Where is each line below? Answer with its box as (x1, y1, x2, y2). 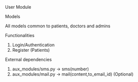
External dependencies (5, 57, 52, 62)
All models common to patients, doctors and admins (5, 23, 110, 29)
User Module (5, 4, 31, 10)
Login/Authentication (12, 42, 55, 48)
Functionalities (5, 33, 35, 38)
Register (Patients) (12, 47, 50, 53)
